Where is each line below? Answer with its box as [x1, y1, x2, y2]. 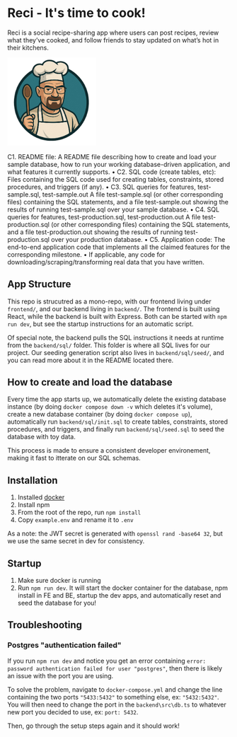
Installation [7, 474, 58, 486]
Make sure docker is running [17, 576, 101, 584]
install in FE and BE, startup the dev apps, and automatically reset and [17, 591, 221, 599]
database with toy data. [7, 433, 76, 441]
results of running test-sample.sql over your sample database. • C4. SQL [7, 205, 220, 214]
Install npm [17, 501, 50, 509]
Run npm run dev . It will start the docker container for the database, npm [17, 584, 229, 592]
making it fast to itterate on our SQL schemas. [7, 454, 141, 463]
